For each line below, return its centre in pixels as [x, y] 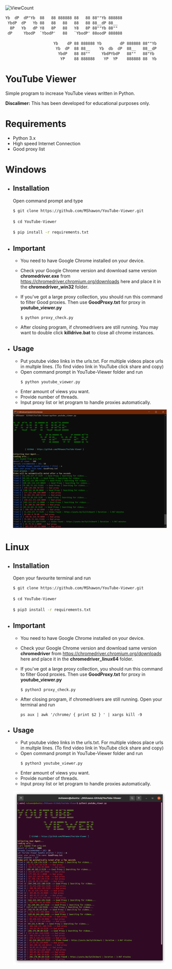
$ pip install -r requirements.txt [51, 232]
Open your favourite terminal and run [52, 578]
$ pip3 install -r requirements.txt [52, 610]
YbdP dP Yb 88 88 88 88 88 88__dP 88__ [62, 23]
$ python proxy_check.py [47, 318]
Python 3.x [24, 138]
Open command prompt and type [48, 201]
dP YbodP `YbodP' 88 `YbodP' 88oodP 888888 [65, 33]
